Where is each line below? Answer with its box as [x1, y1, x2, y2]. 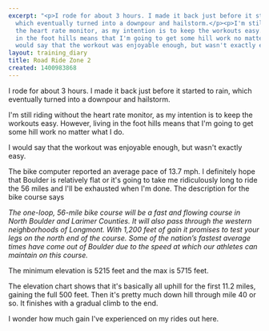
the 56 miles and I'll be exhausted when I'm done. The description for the [8, 184, 250, 193]
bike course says [8, 192, 65, 201]
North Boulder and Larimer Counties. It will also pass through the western [8, 216, 252, 225]
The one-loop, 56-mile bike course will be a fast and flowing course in [8, 208, 241, 217]
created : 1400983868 [8, 64, 78, 72]
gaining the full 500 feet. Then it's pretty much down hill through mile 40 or [8, 289, 256, 299]
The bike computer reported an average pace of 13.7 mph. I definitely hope [8, 166, 256, 176]
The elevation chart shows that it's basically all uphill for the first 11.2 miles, [8, 281, 256, 291]
